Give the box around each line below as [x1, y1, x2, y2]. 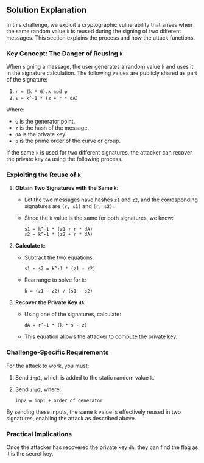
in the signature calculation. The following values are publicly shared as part [6, 69, 198, 77]
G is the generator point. [15, 118, 76, 125]
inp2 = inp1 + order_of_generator [15, 397, 103, 403]
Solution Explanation [6, 5, 87, 15]
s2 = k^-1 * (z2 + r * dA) [24, 231, 93, 238]
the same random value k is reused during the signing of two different [6, 27, 181, 35]
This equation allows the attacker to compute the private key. [24, 333, 178, 340]
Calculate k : [15, 242, 46, 249]
